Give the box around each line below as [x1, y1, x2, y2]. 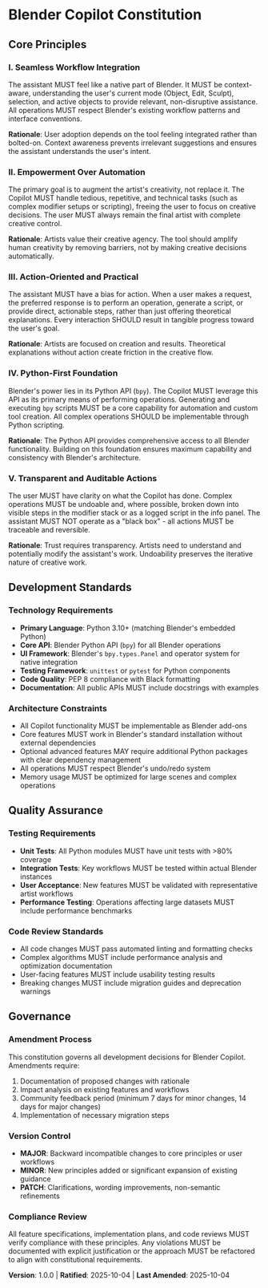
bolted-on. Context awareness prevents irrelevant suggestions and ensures [8, 138, 258, 148]
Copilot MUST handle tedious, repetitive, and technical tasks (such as [8, 193, 238, 203]
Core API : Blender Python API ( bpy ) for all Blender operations [19, 640, 222, 650]
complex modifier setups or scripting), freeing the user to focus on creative [8, 202, 256, 212]
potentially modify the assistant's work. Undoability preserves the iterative [8, 549, 254, 559]
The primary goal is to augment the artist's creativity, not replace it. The [8, 184, 245, 194]
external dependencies [19, 738, 96, 747]
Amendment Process [8, 1034, 92, 1045]
